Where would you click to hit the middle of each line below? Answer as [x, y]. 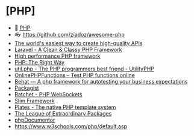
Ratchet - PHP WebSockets [48, 94]
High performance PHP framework [57, 56]
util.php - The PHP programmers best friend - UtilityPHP [84, 69]
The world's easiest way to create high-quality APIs [78, 43]
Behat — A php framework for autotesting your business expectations [101, 81]
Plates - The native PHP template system [65, 107]
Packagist [27, 88]
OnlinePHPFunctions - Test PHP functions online [74, 75]
